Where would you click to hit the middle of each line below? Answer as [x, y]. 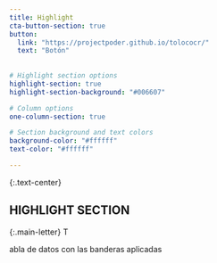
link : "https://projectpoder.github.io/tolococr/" [113, 42]
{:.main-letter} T [39, 232]
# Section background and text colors [81, 133]
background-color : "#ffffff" [63, 141]
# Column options [42, 108]
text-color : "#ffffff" [51, 149]
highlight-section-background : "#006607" [88, 92]
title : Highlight [42, 17]
